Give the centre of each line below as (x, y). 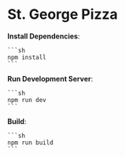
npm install (27, 57)
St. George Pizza (63, 15)
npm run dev (27, 100)
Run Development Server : (50, 78)
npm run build (31, 143)
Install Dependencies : (44, 36)
